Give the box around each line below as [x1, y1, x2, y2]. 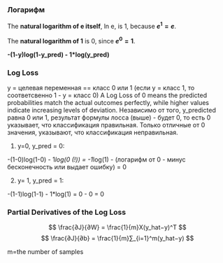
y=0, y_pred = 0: [17, 141, 65, 150]
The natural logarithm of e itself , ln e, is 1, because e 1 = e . [7, 21, 177, 30]
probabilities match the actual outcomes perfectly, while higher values [7, 98, 210, 106]
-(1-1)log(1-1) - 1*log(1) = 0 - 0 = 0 [7, 190, 105, 198]
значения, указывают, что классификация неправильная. [7, 128, 178, 136]
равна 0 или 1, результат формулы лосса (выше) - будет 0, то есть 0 [7, 113, 211, 122]
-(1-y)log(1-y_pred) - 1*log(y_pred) [7, 50, 110, 59]
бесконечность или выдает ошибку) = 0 [7, 162, 127, 171]
